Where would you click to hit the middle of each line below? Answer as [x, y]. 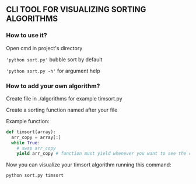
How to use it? [27, 36]
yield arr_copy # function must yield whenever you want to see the [101, 154]
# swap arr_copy [36, 148]
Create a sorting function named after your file [62, 110]
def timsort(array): [31, 132]
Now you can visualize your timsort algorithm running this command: [89, 165]
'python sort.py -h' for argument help [53, 71]
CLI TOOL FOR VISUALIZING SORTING [76, 10]
